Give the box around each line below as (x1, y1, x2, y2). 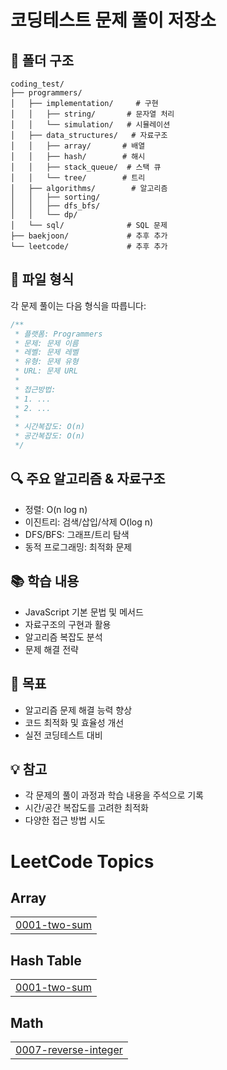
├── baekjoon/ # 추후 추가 (10, 231, 168, 241)
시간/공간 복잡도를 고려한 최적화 (24, 802, 149, 814)
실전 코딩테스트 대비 (24, 729, 103, 741)
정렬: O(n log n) (24, 503, 88, 515)
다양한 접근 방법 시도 (24, 814, 106, 826)
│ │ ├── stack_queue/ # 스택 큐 (10, 162, 162, 172)
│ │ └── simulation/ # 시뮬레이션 (10, 120, 171, 130)
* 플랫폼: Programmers (14, 329, 103, 339)
